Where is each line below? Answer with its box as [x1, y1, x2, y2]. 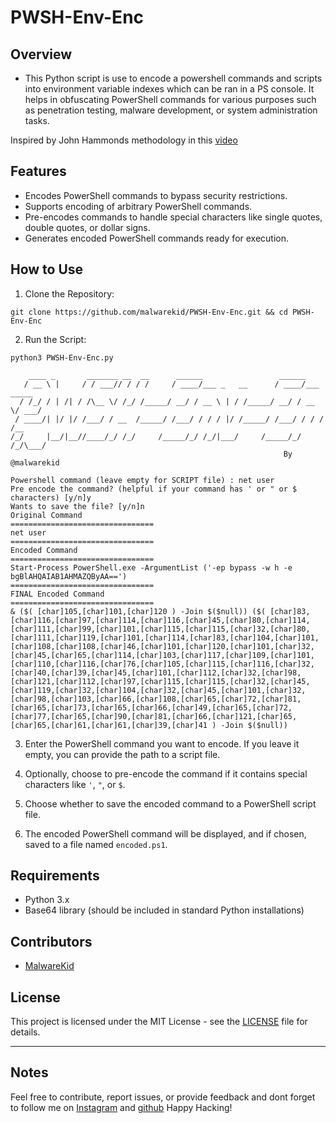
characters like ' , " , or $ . [24, 778, 126, 790]
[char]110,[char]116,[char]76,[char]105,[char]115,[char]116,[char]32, [10, 659, 315, 669]
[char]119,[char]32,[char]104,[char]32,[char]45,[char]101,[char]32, [10, 685, 307, 695]
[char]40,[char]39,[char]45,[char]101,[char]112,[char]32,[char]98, [10, 667, 302, 678]
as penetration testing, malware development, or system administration [24, 104, 318, 116]
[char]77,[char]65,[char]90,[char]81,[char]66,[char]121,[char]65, [10, 711, 298, 721]
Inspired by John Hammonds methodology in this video [10, 134, 238, 146]
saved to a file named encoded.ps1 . [24, 838, 168, 850]
